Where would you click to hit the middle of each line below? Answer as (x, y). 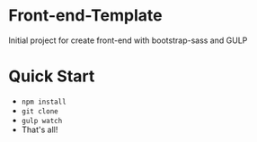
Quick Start (52, 76)
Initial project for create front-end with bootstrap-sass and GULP (128, 40)
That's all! (40, 129)
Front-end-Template (85, 16)
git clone (40, 111)
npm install (44, 102)
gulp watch (42, 121)
